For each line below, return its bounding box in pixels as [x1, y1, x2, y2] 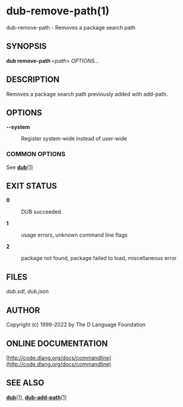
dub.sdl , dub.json [6, 288, 49, 295]
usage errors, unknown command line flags [21, 231, 128, 238]
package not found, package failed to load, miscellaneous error [21, 255, 177, 262]
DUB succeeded [21, 208, 61, 216]
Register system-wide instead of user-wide [21, 135, 127, 142]
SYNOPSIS [6, 41, 47, 51]
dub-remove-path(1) [6, 4, 110, 18]
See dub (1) [6, 163, 33, 171]
